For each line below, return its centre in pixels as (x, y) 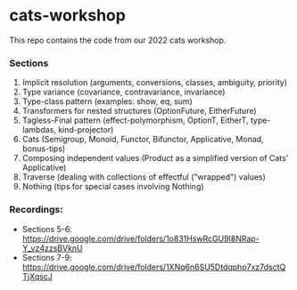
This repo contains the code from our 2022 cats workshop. (118, 40)
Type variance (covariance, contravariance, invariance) (124, 92)
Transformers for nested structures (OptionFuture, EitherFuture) (139, 111)
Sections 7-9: (47, 257)
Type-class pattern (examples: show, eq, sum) (107, 101)
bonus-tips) (44, 149)
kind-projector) (86, 130)
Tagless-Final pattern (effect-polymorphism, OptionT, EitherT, (135, 120)
